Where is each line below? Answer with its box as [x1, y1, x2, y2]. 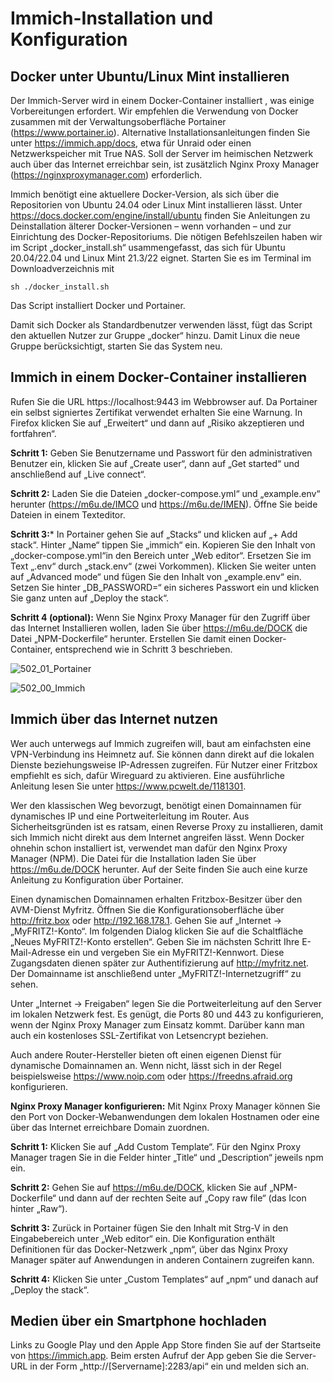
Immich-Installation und [10, 7, 214, 30]
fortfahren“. [10, 427, 57, 439]
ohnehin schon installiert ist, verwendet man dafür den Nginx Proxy [10, 842, 288, 854]
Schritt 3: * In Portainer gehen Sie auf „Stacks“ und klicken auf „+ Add [10, 528, 298, 540]
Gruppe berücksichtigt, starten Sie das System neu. [10, 340, 223, 352]
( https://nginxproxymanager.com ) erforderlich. [10, 169, 203, 181]
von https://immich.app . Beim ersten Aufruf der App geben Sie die [10, 1350, 283, 1362]
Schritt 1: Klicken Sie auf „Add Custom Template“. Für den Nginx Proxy [10, 1140, 302, 1152]
